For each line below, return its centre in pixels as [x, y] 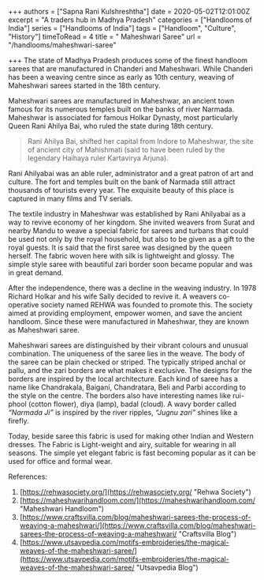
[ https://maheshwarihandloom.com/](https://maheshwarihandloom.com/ [138, 500]
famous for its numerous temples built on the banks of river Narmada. [121, 109]
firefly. [19, 421]
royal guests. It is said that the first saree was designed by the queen [120, 247]
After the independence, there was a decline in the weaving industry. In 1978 [132, 288]
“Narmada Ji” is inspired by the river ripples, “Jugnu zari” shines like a [123, 412]
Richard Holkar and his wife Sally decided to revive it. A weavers [113, 296]
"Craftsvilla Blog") [208, 534]
